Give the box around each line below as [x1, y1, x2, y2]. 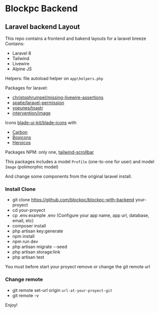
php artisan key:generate [12, 228, 64, 234]
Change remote [5, 276, 43, 283]
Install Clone [5, 185, 36, 192]
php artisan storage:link [12, 249, 61, 255]
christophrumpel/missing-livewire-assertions [12, 94, 104, 100]
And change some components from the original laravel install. [5, 173, 132, 179]
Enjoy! [5, 302, 18, 308]
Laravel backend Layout [5, 23, 80, 31]
